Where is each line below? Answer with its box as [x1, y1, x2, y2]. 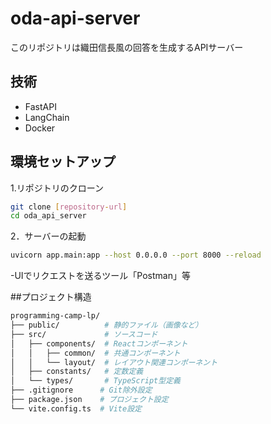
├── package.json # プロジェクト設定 [10, 395, 169, 405]
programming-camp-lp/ [10, 311, 101, 321]
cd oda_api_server [10, 211, 87, 221]
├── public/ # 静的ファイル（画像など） [10, 320, 203, 331]
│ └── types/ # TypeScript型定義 [10, 376, 181, 386]
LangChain [24, 111, 70, 123]
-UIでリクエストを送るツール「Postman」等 [10, 270, 191, 282]
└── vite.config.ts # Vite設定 [10, 403, 142, 414]
